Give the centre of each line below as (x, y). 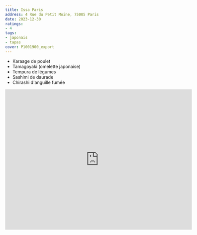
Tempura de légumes (34, 72)
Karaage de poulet (31, 61)
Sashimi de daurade (33, 77)
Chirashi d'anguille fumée (39, 82)
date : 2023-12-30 (23, 19)
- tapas (13, 42)
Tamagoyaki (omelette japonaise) (46, 66)
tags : (11, 33)
